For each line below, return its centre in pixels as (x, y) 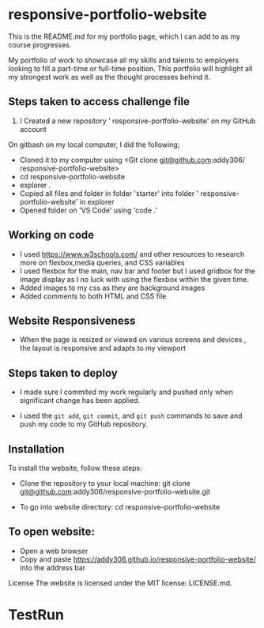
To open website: (51, 532)
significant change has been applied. (80, 400)
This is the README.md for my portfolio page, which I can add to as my (124, 36)
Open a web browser (54, 551)
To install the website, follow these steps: (75, 468)
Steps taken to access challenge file (99, 102)
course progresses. (40, 44)
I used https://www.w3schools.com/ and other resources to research (132, 254)
